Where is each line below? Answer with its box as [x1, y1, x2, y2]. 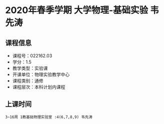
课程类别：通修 [12, 78, 43, 83]
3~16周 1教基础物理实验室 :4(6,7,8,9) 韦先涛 [5, 114, 92, 119]
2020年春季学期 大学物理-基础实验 [5, 4, 148, 16]
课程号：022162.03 [12, 53, 52, 58]
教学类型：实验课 [12, 65, 48, 71]
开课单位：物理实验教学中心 [12, 71, 70, 77]
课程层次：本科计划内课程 [12, 84, 65, 90]
